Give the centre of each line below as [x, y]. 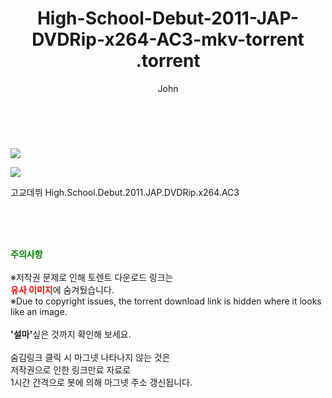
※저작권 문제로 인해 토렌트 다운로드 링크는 [92, 277]
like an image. [39, 311]
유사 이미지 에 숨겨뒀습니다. [62, 289]
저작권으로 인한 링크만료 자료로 [71, 369]
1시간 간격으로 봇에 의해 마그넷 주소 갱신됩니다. [101, 382]
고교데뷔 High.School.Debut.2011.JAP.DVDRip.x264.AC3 [125, 192]
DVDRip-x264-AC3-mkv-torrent [168, 39]
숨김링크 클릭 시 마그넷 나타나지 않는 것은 [90, 357]
